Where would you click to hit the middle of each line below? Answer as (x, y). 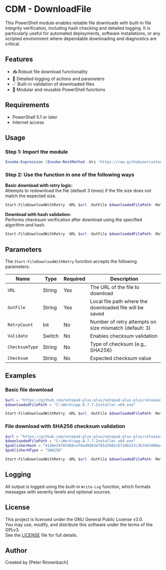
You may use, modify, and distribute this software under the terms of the (79, 525)
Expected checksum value (121, 358)
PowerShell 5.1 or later (35, 117)
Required (74, 279)
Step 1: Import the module (37, 152)
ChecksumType (23, 347)
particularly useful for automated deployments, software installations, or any (83, 33)
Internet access (28, 122)
